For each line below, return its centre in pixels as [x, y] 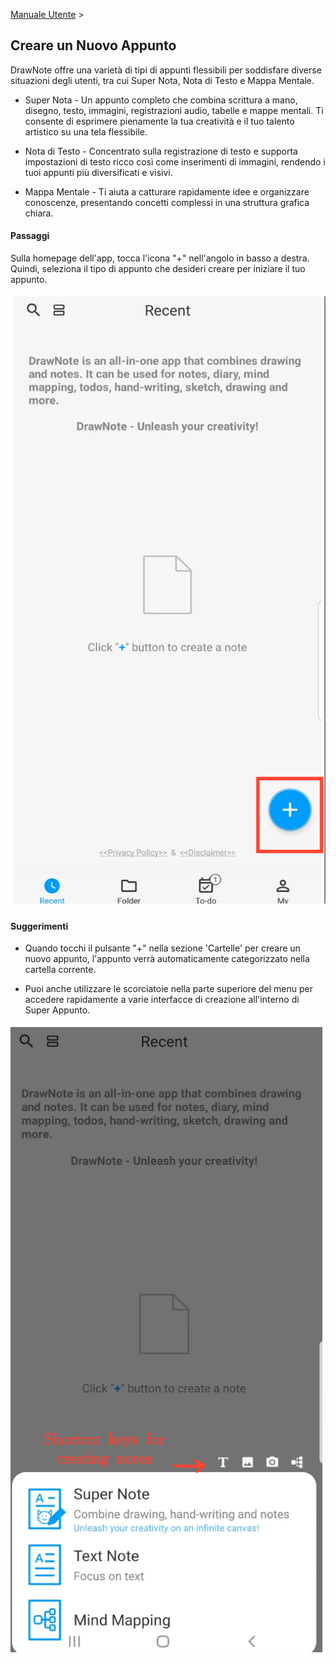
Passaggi [30, 236]
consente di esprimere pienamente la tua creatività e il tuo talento [159, 121]
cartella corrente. [60, 970]
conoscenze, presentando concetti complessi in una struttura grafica [167, 202]
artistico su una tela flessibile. [86, 131]
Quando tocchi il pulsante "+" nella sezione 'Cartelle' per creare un [162, 948]
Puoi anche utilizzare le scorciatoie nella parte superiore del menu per [168, 989]
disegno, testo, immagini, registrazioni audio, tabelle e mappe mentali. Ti [174, 110]
